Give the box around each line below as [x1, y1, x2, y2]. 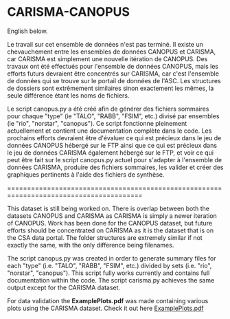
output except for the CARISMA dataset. [7, 283, 121, 291]
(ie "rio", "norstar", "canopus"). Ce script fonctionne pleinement [7, 119, 187, 127]
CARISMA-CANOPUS [7, 4, 130, 20]
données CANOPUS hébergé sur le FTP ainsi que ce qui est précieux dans [7, 141, 218, 149]
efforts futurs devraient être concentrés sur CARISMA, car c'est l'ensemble [7, 69, 220, 78]
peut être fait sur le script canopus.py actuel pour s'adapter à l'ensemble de [7, 155, 222, 164]
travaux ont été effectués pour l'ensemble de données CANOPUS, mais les [7, 62, 218, 70]
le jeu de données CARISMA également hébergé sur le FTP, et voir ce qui [7, 148, 214, 157]
